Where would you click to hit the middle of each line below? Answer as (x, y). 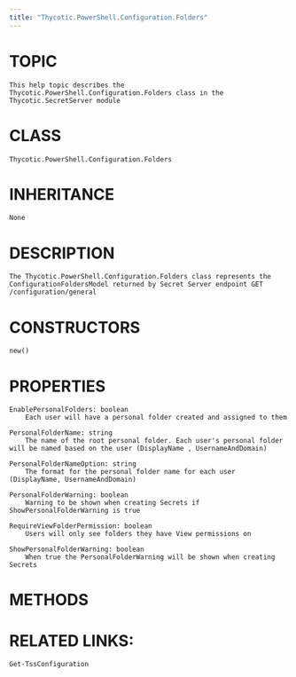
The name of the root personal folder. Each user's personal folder (154, 441)
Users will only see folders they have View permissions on (138, 534)
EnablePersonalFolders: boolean (69, 410)
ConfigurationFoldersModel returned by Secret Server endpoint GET (136, 285)
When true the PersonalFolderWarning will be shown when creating (150, 557)
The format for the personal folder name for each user (131, 472)
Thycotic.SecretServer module (65, 100)
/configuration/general (53, 292)
